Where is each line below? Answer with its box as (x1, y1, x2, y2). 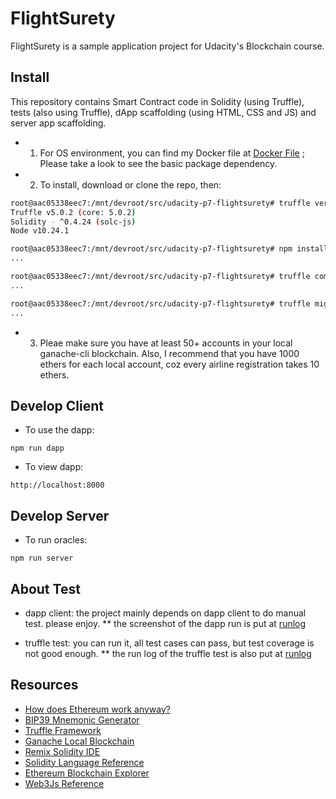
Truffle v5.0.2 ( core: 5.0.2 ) (10, 207, 137, 217)
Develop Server (10, 507, 110, 524)
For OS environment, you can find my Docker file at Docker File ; (39, 147, 305, 159)
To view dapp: (24, 461, 84, 473)
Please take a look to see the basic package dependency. (39, 157, 278, 169)
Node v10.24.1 (10, 226, 70, 236)
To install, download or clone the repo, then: (39, 178, 222, 191)
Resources (10, 677, 79, 694)
